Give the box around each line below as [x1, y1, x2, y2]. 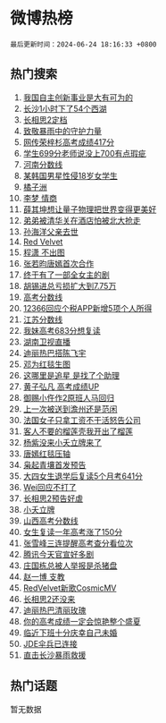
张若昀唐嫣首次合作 [22, 258, 95, 268]
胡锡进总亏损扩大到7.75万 [22, 280, 117, 291]
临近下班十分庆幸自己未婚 [22, 627, 118, 638]
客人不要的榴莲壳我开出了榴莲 [22, 426, 133, 437]
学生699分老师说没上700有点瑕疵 [22, 148, 146, 158]
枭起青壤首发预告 [22, 459, 87, 470]
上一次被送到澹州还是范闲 [22, 404, 118, 414]
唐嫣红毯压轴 [22, 448, 71, 459]
